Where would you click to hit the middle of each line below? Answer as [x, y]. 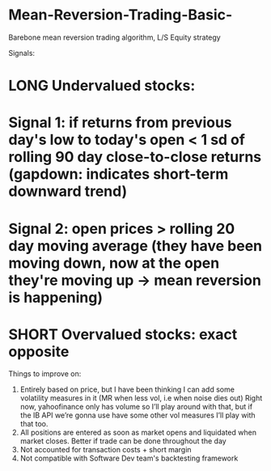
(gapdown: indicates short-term [119, 174]
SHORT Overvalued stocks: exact [123, 334]
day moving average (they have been [135, 246]
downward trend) [68, 191]
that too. [34, 424]
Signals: [21, 53]
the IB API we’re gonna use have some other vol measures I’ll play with [138, 415]
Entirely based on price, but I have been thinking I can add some [127, 389]
